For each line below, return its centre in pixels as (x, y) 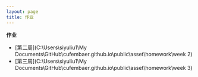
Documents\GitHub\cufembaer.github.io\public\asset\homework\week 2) (103, 54)
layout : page (22, 12)
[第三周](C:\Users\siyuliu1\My (51, 61)
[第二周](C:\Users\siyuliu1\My (51, 47)
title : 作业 (20, 17)
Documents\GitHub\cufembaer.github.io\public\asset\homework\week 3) (103, 68)
